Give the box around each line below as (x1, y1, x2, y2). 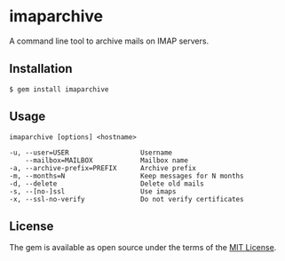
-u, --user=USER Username (9, 148, 173, 157)
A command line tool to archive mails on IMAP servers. (9, 36, 210, 46)
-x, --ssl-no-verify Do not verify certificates (9, 194, 244, 203)
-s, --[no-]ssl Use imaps (9, 186, 177, 196)
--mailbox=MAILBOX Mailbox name (25, 155, 189, 165)
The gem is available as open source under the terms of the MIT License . (9, 242, 277, 253)
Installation (9, 61, 73, 76)
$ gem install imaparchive (9, 84, 109, 94)
